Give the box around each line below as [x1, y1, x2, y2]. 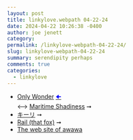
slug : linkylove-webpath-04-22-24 [7, 48, 106, 55]
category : [7, 36, 35, 42]
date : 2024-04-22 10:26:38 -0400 [7, 23, 102, 29]
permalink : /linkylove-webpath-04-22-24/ [7, 42, 127, 48]
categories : [7, 67, 41, 74]
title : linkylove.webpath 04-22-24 [7, 16, 108, 23]
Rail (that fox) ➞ [16, 118, 61, 126]
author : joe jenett [7, 29, 63, 36]
